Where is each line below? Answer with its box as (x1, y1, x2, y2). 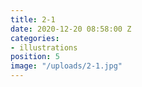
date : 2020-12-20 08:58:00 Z (10, 24, 132, 34)
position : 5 (10, 52, 60, 62)
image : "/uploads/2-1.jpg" (10, 61, 123, 71)
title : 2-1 (10, 14, 56, 25)
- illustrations (10, 42, 78, 53)
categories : (10, 33, 60, 43)
